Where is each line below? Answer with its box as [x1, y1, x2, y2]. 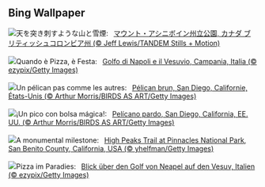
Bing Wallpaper [8, 6, 85, 20]
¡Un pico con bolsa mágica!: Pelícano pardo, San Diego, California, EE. [16, 109, 248, 118]
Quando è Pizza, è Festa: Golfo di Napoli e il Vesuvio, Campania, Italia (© [16, 56, 257, 66]
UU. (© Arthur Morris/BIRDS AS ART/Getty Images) [8, 117, 175, 127]
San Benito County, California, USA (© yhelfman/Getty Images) [8, 143, 214, 153]
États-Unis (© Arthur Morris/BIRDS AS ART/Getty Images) [8, 91, 197, 101]
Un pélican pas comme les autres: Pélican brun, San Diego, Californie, [16, 82, 248, 92]
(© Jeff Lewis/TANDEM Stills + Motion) [93, 38, 221, 48]
